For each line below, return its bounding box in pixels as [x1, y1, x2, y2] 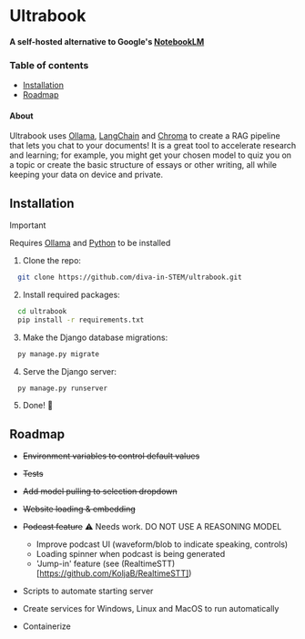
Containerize [22, 621, 71, 632]
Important [9, 220, 46, 231]
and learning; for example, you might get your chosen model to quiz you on [9, 149, 292, 160]
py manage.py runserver [17, 384, 107, 393]
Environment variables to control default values [22, 450, 200, 461]
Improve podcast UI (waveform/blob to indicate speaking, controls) [36, 539, 289, 550]
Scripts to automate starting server [22, 585, 154, 597]
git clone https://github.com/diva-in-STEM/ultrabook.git [17, 273, 243, 283]
